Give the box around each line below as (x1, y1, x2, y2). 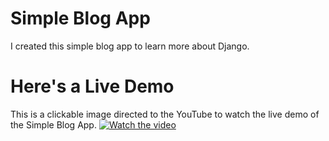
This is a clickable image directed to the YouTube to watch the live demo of (10, 108, 320, 120)
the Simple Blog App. (10, 118, 97, 131)
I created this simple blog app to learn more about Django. (10, 40, 250, 52)
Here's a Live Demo (10, 75, 175, 98)
